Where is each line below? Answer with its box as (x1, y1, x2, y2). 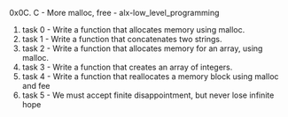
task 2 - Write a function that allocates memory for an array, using (21, 43, 263, 54)
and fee (21, 81, 51, 91)
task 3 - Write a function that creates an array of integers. (21, 62, 233, 72)
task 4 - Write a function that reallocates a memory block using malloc (21, 71, 279, 82)
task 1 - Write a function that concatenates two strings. (21, 34, 223, 44)
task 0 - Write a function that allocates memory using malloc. (21, 25, 245, 34)
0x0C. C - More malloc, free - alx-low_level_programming (9, 8, 220, 18)
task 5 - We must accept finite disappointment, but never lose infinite (21, 90, 275, 100)
